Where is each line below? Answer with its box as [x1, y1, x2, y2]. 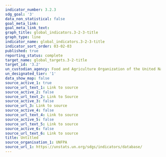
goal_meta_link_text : [5, 26, 50, 31]
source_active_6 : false [5, 126, 54, 131]
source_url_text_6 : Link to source [5, 131, 79, 136]
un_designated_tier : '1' [5, 71, 56, 76]
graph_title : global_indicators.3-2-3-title [5, 30, 98, 35]
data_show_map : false [5, 76, 50, 81]
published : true [5, 48, 39, 53]
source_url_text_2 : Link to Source [5, 94, 79, 99]
